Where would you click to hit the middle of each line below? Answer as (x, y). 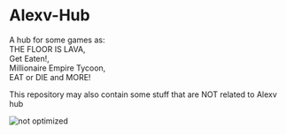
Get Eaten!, (30, 58)
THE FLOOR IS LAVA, (47, 49)
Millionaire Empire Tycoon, (58, 68)
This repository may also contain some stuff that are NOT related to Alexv (143, 94)
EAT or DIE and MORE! (50, 77)
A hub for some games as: (57, 40)
